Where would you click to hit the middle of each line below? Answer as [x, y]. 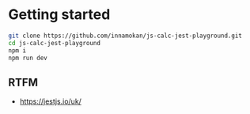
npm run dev [28, 58]
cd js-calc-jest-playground [55, 43]
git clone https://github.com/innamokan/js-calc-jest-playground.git [125, 36]
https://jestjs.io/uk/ [50, 101]
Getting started [59, 15]
